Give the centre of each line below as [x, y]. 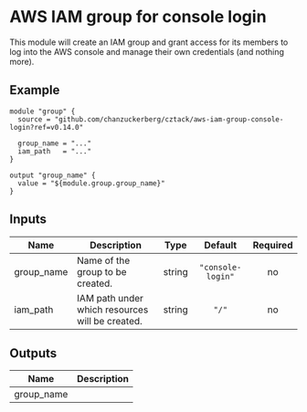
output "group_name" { [53, 175]
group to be [102, 271]
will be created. [110, 321]
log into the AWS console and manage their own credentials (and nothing [147, 51]
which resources [113, 310]
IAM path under [111, 298]
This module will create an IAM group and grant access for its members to [149, 42]
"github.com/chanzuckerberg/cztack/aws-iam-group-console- [169, 119]
